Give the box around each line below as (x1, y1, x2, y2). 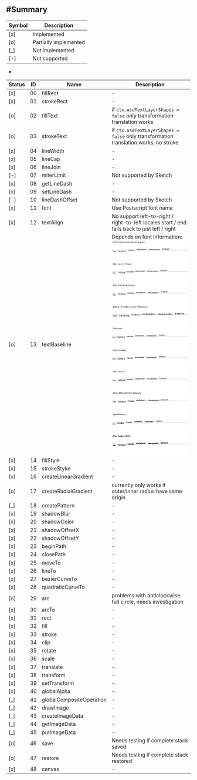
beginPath (42, 543, 66, 550)
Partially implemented (32, 38, 85, 46)
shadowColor (42, 518, 74, 525)
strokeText (42, 133, 67, 140)
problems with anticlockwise (111, 591, 181, 599)
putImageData (42, 728, 76, 736)
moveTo (42, 559, 61, 566)
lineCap (42, 155, 60, 162)
